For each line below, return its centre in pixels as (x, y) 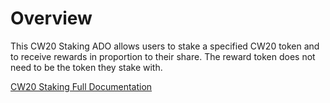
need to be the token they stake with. (86, 67)
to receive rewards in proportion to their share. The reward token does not (163, 56)
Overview (51, 18)
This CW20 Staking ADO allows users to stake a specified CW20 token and (165, 46)
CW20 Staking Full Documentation (81, 86)
